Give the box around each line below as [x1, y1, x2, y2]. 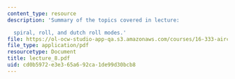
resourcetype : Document [7, 49, 77, 55]
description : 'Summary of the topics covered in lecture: [7, 17, 180, 24]
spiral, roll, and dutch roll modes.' [13, 29, 127, 36]
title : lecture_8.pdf [7, 55, 71, 62]
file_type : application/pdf [7, 42, 90, 49]
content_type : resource [7, 10, 77, 17]
